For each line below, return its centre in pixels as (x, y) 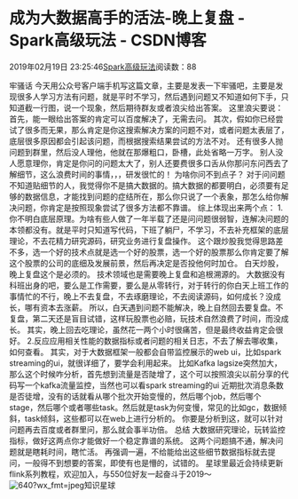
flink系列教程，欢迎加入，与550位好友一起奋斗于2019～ (111, 474)
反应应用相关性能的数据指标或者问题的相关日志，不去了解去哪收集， (158, 341)
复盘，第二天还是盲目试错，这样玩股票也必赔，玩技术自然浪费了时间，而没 (145, 318)
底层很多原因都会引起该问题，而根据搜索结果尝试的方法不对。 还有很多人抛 (146, 141)
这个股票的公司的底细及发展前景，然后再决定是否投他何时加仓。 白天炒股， (146, 263)
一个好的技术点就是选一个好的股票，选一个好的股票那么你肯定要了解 (164, 252)
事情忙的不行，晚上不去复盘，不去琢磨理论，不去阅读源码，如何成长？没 (141, 296)
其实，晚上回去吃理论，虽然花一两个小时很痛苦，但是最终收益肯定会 (151, 329)
